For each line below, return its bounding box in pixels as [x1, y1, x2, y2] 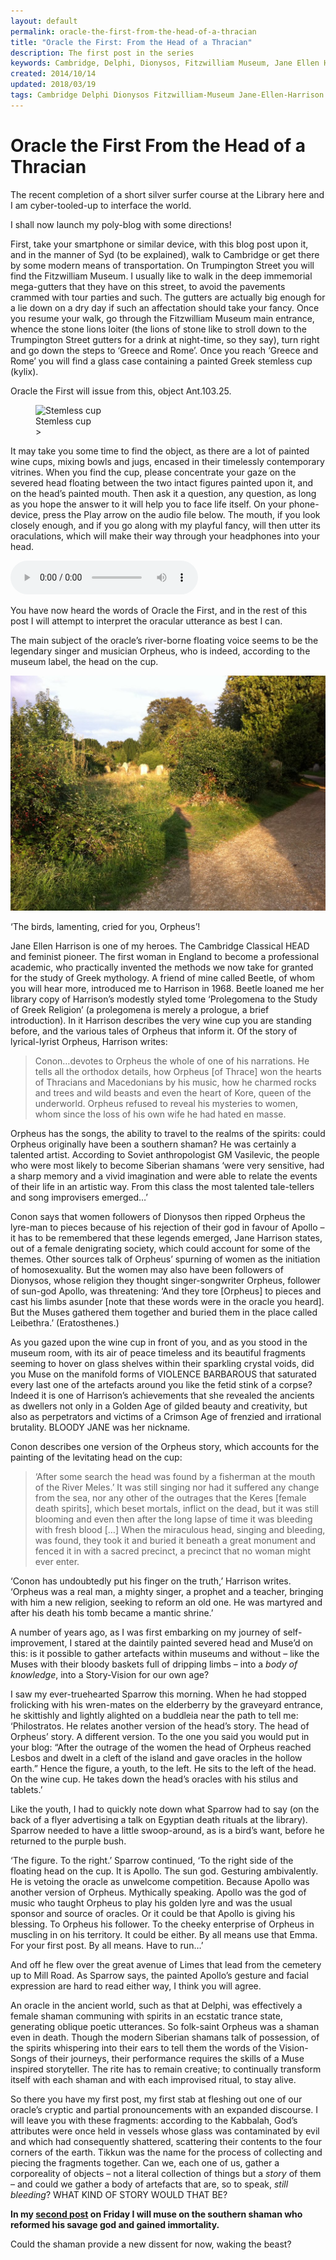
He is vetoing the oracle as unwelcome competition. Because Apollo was [10, 1876, 310, 1888]
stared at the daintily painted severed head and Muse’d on [74, 1637, 314, 1649]
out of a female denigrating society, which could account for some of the [10, 1243, 311, 1255]
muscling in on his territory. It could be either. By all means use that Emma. [10, 1929, 318, 1941]
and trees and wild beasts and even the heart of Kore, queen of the [34, 1087, 312, 1099]
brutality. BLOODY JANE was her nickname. [10, 1421, 191, 1434]
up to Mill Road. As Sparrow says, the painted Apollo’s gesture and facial [10, 1970, 309, 1982]
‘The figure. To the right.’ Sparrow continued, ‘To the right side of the [10, 1855, 294, 1867]
